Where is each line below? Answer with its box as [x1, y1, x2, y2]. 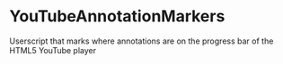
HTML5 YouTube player [9, 44, 97, 55]
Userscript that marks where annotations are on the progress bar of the [9, 36, 274, 46]
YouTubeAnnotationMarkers [9, 6, 226, 27]
